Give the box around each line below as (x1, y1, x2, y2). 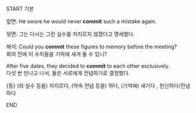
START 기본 (6, 5, 35, 12)
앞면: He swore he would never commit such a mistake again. (6, 18, 157, 25)
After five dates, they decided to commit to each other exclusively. (6, 62, 170, 70)
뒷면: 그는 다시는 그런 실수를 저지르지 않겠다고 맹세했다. (6, 30, 135, 37)
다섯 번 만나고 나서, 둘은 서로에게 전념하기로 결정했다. (6, 70, 130, 76)
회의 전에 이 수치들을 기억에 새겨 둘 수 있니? (6, 51, 107, 58)
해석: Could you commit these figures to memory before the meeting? (6, 43, 178, 50)
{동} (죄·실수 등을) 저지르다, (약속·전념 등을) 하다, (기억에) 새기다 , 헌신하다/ (6, 82, 181, 89)
